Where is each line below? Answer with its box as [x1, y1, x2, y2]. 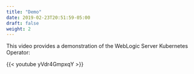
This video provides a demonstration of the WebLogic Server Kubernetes [6, 42, 189, 50]
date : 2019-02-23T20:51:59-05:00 [6, 15, 91, 21]
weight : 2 [6, 25, 31, 32]
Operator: [6, 49, 30, 56]
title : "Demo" [6, 8, 42, 15]
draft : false [6, 20, 39, 26]
